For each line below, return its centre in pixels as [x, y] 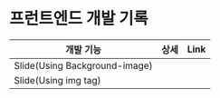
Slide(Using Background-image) [83, 65]
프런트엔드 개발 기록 [79, 19]
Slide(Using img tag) [57, 80]
